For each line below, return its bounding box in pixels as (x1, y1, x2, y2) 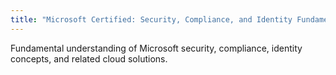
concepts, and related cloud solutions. (10, 52, 168, 65)
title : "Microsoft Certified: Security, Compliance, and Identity (10, 14, 293, 25)
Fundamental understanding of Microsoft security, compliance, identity (10, 42, 303, 54)
